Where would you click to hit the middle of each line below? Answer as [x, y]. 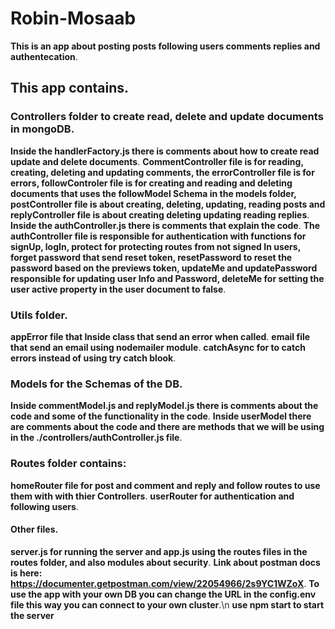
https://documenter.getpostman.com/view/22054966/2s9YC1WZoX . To [165, 583]
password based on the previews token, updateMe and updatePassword [164, 268]
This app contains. [69, 88]
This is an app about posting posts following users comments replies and [165, 46]
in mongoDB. [42, 129]
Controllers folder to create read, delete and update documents [167, 117]
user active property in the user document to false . [118, 289]
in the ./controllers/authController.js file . [96, 438]
